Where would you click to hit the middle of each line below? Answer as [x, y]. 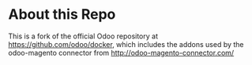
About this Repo [62, 14]
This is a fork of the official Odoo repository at [83, 36]
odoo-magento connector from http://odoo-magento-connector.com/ [121, 52]
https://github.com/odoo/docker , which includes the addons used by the [126, 44]
